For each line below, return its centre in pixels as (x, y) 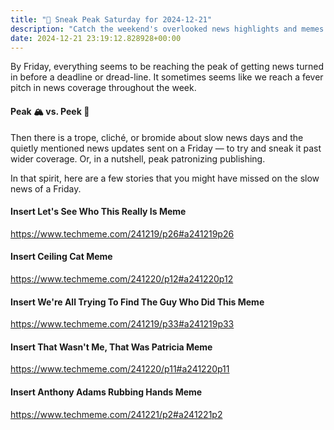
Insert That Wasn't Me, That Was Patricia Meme (111, 347)
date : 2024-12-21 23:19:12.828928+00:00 (96, 38)
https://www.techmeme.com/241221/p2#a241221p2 (116, 414)
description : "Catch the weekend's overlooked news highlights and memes (167, 29)
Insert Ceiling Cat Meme (61, 257)
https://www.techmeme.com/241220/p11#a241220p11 (120, 369)
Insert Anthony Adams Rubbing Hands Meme (106, 392)
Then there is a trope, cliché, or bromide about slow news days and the (157, 137)
